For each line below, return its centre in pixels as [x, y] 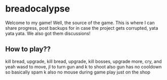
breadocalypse [38, 9]
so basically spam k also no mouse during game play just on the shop [78, 72]
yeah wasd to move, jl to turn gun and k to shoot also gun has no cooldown [83, 66]
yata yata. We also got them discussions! [48, 33]
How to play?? [28, 49]
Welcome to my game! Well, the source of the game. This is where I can [80, 23]
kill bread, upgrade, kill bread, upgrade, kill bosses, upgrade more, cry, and [83, 61]
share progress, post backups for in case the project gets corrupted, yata [82, 28]
